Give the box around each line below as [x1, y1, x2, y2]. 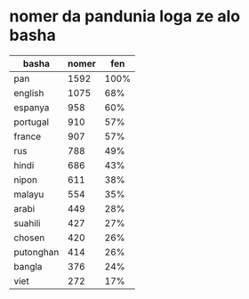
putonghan [13, 246, 60, 258]
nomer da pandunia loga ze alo [9, 6, 241, 27]
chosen [13, 231, 45, 244]
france [13, 130, 42, 142]
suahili [13, 216, 41, 229]
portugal [13, 116, 50, 128]
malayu [13, 188, 44, 200]
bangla [13, 260, 43, 272]
